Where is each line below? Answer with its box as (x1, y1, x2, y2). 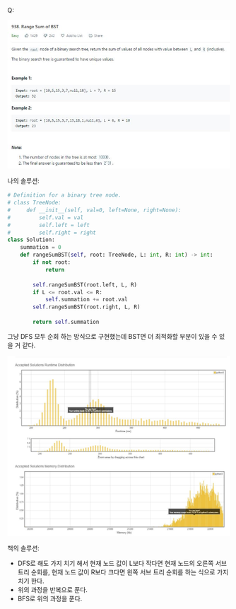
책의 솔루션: (7, 544, 40, 552)
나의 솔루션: (7, 177, 40, 185)
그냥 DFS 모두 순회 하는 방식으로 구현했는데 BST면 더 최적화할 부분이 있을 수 (7, 332, 218, 340)
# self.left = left (7, 221, 90, 228)
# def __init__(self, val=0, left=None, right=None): (7, 207, 182, 214)
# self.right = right (7, 229, 97, 236)
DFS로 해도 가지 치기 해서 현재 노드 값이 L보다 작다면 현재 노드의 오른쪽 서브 (17, 559, 228, 567)
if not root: (33, 259, 71, 266)
